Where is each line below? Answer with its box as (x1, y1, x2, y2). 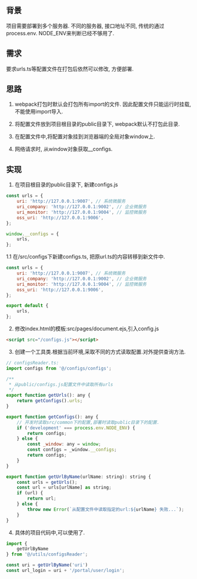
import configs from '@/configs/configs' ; (6, 365, 112, 372)
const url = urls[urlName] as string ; (16, 484, 112, 491)
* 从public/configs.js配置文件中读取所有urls (8, 381, 113, 387)
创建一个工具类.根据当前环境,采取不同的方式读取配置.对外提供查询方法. (14, 348, 186, 355)
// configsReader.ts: (6, 360, 59, 366)
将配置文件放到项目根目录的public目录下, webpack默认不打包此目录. (14, 121, 181, 128)
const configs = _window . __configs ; (27, 447, 117, 453)
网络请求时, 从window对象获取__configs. (14, 146, 113, 153)
